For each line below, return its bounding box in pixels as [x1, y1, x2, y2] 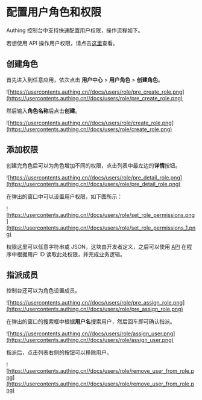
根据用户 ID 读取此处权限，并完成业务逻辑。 [16, 250, 125, 257]
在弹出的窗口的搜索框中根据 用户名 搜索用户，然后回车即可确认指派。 [6, 318, 175, 325]
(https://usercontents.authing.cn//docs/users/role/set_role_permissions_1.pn [6, 224, 196, 231]
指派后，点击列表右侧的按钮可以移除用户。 [6, 349, 112, 356]
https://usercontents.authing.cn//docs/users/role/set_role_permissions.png [8, 211, 195, 218]
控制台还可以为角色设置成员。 [6, 287, 80, 294]
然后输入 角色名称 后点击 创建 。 [6, 107, 80, 114]
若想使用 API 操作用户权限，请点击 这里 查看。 [6, 39, 119, 47]
